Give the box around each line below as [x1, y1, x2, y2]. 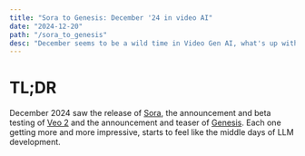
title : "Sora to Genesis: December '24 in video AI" [9, 13, 213, 23]
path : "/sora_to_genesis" [9, 30, 107, 39]
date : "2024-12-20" [9, 22, 84, 31]
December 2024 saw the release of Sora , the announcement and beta [9, 108, 271, 119]
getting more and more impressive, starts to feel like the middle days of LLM [9, 127, 294, 138]
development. [9, 137, 61, 148]
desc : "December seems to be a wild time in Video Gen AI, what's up [9, 38, 279, 48]
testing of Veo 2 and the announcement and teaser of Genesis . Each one [9, 117, 281, 128]
